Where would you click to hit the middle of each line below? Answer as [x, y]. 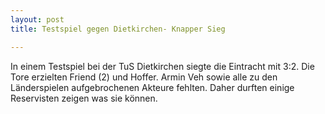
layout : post [37, 19]
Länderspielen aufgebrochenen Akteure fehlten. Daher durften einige [152, 87]
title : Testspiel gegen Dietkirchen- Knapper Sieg [118, 29]
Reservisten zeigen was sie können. [84, 98]
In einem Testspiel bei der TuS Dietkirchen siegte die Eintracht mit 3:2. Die [162, 66]
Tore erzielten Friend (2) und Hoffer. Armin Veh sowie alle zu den [144, 77]
